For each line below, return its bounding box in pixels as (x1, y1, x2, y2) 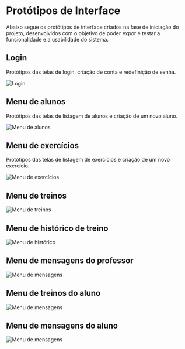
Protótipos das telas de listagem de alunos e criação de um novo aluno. (6, 112, 178, 119)
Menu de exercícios (6, 141, 79, 150)
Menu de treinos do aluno (6, 288, 101, 298)
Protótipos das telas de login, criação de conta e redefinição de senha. (6, 69, 176, 76)
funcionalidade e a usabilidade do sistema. (6, 36, 109, 43)
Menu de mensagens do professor (6, 256, 134, 266)
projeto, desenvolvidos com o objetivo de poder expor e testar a (6, 29, 160, 36)
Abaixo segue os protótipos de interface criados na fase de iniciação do (6, 23, 179, 30)
